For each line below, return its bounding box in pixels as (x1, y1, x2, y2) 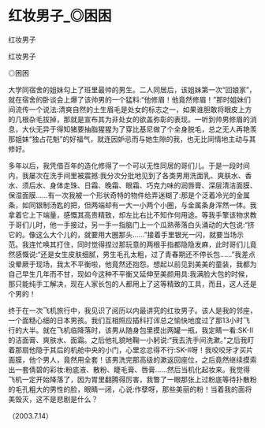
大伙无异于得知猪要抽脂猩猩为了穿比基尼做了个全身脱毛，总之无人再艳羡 (21, 124, 257, 134)
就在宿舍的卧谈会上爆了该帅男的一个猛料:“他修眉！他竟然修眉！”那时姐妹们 (8, 95, 251, 104)
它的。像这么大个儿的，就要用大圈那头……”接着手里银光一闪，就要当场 (8, 229, 237, 239)
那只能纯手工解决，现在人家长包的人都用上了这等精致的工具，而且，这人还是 (8, 279, 257, 288)
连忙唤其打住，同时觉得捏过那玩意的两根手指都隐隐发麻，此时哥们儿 (28, 240, 250, 249)
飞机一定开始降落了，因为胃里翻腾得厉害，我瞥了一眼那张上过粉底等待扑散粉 (8, 374, 257, 384)
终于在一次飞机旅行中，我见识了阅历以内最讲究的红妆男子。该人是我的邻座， (8, 305, 257, 315)
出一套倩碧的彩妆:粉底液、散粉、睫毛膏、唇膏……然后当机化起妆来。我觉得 (8, 364, 251, 374)
